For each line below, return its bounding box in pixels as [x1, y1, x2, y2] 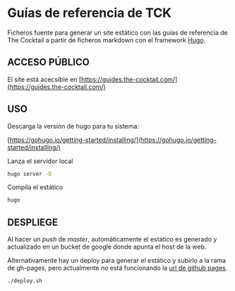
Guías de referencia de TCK [7, 5, 171, 21]
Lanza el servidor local [7, 157, 73, 165]
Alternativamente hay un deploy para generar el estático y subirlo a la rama [7, 256, 227, 265]
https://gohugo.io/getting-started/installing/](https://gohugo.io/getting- [9, 136, 217, 144]
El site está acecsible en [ [7, 75, 82, 83]
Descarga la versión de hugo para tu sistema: [7, 121, 140, 130]
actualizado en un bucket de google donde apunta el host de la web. [7, 242, 207, 251]
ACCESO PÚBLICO [7, 57, 90, 69]
